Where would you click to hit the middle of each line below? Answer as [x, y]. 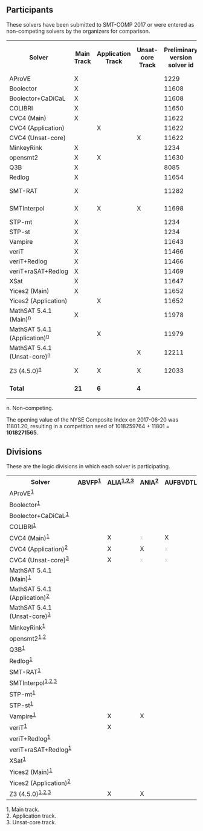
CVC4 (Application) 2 [39, 549]
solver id [181, 65]
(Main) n [20, 319]
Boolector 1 [25, 504]
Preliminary [181, 50]
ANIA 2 [149, 482]
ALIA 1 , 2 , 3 [121, 482]
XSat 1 [18, 760]
